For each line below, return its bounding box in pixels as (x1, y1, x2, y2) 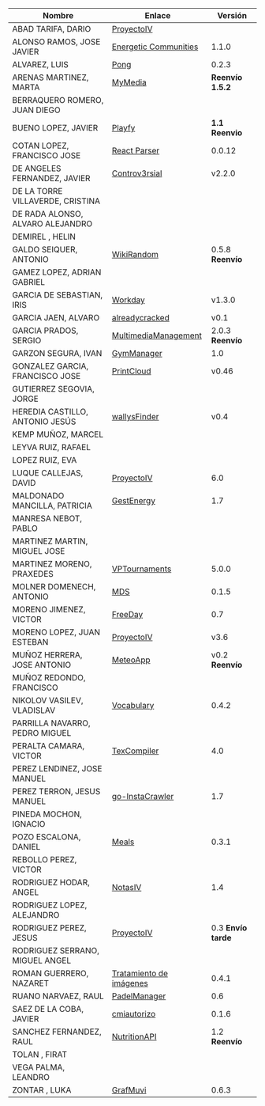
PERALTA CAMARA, (12, 740, 85, 751)
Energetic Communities (111, 41, 199, 52)
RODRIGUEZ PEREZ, (12, 922, 87, 933)
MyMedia (111, 77, 147, 88)
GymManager (111, 348, 163, 358)
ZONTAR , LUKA (12, 1085, 72, 1095)
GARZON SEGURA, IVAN (12, 348, 103, 358)
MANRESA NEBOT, (12, 513, 83, 524)
